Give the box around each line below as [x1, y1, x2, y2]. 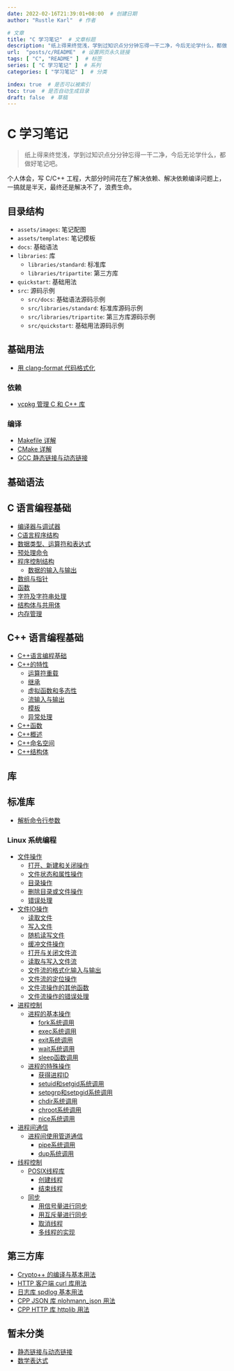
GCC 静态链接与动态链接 [17, 454, 88, 462]
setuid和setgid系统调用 [38, 1079, 104, 1087]
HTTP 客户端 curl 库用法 [17, 1279, 87, 1287]
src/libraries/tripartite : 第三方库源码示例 [27, 312, 155, 321]
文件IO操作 [17, 904, 49, 913]
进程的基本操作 [27, 1009, 71, 1017]
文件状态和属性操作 [27, 869, 84, 878]
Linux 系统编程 [7, 835, 57, 845]
